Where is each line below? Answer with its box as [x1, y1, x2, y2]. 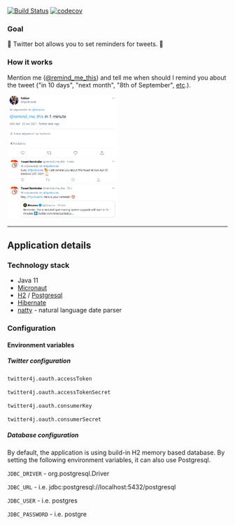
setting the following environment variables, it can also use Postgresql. [7, 456, 211, 464]
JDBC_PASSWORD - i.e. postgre [7, 510, 87, 519]
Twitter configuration [7, 357, 71, 365]
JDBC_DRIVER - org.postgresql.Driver [7, 469, 110, 478]
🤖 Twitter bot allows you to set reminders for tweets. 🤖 [7, 40, 164, 48]
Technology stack [7, 260, 70, 270]
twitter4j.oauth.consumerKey [7, 403, 92, 410]
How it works [7, 57, 53, 67]
